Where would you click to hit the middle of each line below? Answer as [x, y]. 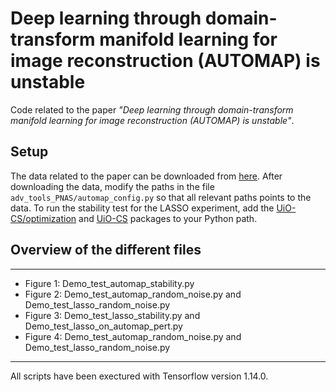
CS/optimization [43, 218]
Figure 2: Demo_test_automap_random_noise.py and [133, 294]
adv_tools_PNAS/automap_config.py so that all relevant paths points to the [161, 197]
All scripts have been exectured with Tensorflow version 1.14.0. [139, 376]
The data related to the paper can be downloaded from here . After [146, 176]
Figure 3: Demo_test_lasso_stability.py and [112, 315]
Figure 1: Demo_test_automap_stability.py [109, 283]
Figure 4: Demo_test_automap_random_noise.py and [133, 336]
